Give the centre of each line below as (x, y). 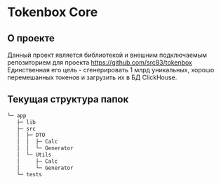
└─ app (17, 116)
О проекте (31, 38)
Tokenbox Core (53, 12)
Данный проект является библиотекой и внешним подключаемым (107, 55)
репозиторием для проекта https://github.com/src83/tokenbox (100, 63)
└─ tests (29, 174)
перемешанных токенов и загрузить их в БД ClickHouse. (92, 77)
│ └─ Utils (34, 155)
